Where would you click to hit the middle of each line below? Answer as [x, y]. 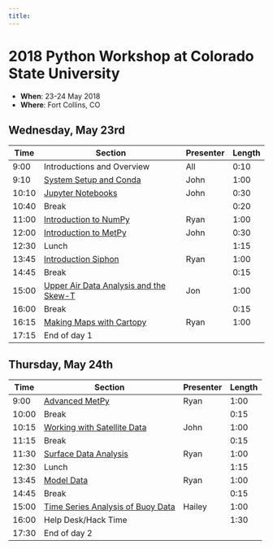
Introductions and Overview [97, 167]
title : [19, 16]
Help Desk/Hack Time [85, 520]
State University [64, 73]
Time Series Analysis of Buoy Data [109, 507]
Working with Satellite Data [95, 428]
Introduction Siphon [81, 259]
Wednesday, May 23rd [67, 130]
